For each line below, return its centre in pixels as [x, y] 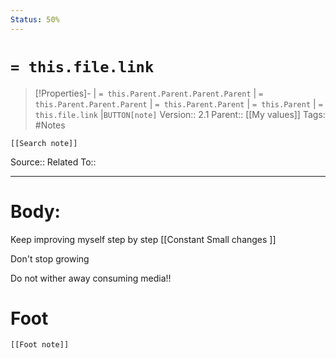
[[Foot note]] [40, 345]
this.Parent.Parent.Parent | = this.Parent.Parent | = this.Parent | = [178, 103]
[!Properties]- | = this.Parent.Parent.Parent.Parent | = [149, 93]
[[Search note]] [44, 143]
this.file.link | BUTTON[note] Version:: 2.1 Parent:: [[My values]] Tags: [180, 114]
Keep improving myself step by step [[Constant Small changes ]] [143, 239]
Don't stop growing [50, 258]
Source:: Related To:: [53, 162]
